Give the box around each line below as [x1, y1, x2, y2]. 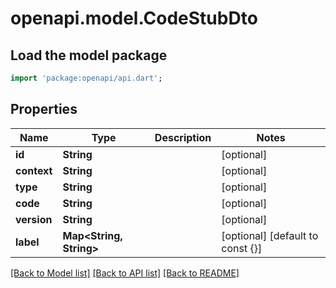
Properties [10, 101, 78, 118]
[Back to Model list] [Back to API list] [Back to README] [10, 267, 240, 279]
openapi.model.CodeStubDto [10, 7, 258, 30]
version [15, 212, 53, 226]
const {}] [221, 241, 263, 255]
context [15, 163, 53, 177]
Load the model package [10, 47, 168, 64]
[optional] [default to [221, 228, 319, 242]
